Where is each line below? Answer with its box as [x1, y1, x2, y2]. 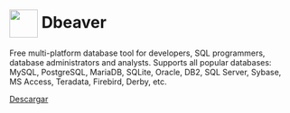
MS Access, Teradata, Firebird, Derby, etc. [9, 76, 167, 87]
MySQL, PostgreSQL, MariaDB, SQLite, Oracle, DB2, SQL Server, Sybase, [9, 66, 282, 77]
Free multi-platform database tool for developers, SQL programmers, [9, 48, 266, 58]
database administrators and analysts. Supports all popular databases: [9, 56, 272, 67]
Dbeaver [41, 12, 107, 32]
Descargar [9, 93, 49, 104]
